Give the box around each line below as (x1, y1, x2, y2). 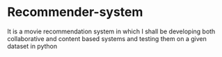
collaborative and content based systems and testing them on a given (7, 34, 207, 42)
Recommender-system (7, 4, 143, 20)
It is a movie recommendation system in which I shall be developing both (7, 27, 216, 35)
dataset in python (7, 42, 58, 50)
